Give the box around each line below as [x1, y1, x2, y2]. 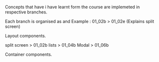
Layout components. [5, 33, 46, 38]
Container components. [5, 51, 52, 57]
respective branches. [5, 9, 48, 15]
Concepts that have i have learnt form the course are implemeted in [5, 4, 140, 10]
